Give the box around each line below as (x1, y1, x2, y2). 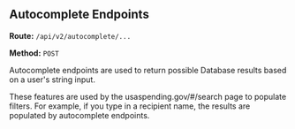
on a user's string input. (9, 74, 95, 85)
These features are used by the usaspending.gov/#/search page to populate (9, 91, 287, 102)
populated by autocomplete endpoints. (9, 110, 150, 120)
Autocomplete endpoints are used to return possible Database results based (9, 64, 287, 75)
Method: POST (9, 48, 59, 58)
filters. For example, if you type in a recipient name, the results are (9, 101, 251, 111)
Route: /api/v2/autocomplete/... (9, 30, 132, 41)
